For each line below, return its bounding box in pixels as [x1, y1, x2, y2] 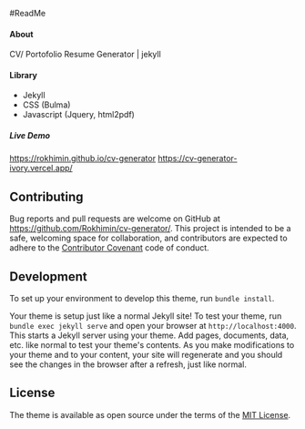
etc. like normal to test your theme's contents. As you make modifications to [9, 340, 295, 350]
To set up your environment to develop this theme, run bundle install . [9, 293, 275, 303]
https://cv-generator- [158, 153, 238, 164]
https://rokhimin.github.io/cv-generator [9, 153, 157, 164]
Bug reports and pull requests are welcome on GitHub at [9, 213, 221, 224]
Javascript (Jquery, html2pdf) [22, 109, 135, 120]
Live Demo [9, 130, 51, 140]
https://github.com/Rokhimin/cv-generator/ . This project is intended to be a [9, 223, 291, 234]
